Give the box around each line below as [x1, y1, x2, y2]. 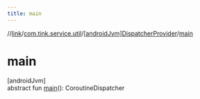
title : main [7, 10, 42, 17]
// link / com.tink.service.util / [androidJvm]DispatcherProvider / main [7, 29, 193, 37]
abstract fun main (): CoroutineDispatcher [7, 84, 125, 92]
